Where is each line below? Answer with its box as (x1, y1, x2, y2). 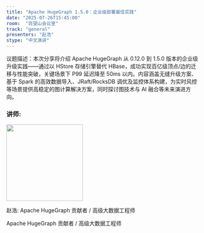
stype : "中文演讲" (6, 37, 50, 43)
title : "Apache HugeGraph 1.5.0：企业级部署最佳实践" (6, 9, 137, 15)
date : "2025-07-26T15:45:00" (6, 15, 81, 21)
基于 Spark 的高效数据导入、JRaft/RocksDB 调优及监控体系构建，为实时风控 (6, 78, 197, 85)
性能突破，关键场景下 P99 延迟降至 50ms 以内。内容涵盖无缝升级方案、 (16, 70, 197, 77)
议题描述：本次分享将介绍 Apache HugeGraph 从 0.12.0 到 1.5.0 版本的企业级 (6, 55, 199, 62)
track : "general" (6, 26, 51, 32)
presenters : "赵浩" (6, 32, 54, 38)
